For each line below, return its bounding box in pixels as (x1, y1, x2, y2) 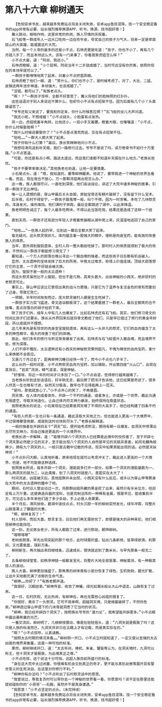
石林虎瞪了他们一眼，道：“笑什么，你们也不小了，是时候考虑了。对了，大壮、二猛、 (11, 78, 155, 83)
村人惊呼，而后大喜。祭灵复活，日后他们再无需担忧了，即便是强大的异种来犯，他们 (11, 517, 153, 522)
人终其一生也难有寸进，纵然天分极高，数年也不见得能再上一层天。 (5, 383, 117, 387)
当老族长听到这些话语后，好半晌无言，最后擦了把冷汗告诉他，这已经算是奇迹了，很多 (11, 377, 156, 383)
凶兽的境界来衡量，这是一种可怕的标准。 (5, 640, 74, 646)
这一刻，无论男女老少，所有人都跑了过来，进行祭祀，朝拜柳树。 (11, 527, 120, 532)
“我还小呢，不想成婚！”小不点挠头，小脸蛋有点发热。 (11, 115, 103, 119)
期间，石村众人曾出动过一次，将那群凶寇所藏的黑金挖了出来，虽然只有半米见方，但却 (11, 486, 156, 491)
